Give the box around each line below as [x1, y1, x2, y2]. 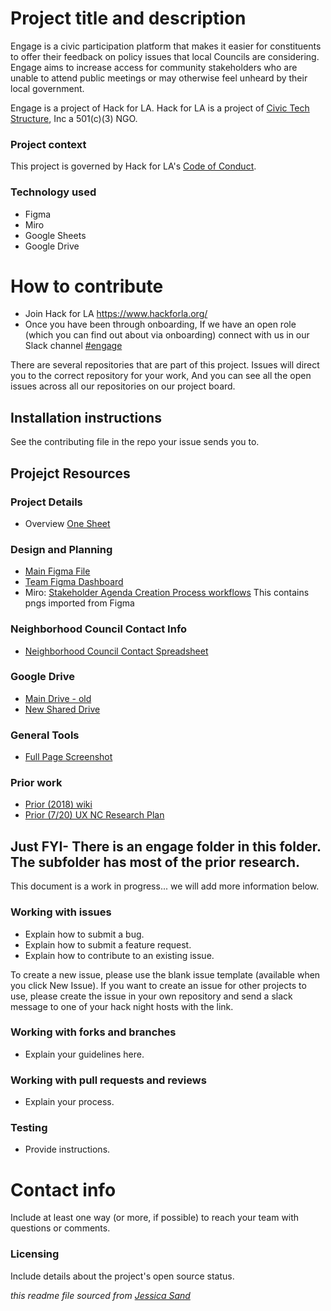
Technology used [10, 185, 97, 199]
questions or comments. [10, 1222, 111, 1234]
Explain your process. [24, 1096, 115, 1108]
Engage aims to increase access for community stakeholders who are [10, 61, 298, 73]
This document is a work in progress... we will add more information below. [10, 880, 320, 892]
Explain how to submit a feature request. [24, 938, 192, 951]
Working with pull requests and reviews [10, 1073, 207, 1087]
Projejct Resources [10, 465, 131, 482]
